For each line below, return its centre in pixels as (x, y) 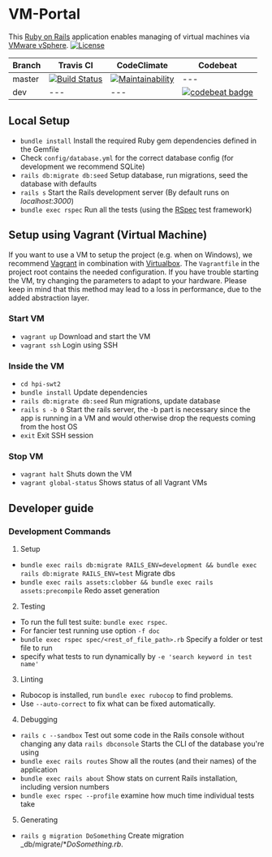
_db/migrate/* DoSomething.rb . (71, 844)
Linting (32, 679)
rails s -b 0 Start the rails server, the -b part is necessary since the (135, 410)
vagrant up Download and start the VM (85, 336)
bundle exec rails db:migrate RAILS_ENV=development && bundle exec (138, 566)
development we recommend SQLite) (82, 166)
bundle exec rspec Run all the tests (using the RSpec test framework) (136, 209)
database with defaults (58, 183)
